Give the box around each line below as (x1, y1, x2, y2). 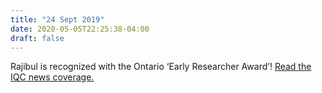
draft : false (10, 33, 65, 43)
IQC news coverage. (10, 71, 95, 83)
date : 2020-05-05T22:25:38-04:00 (10, 24, 150, 34)
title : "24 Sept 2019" (10, 14, 105, 25)
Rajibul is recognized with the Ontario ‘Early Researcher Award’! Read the (10, 61, 312, 73)
